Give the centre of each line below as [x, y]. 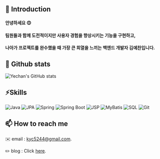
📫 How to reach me [37, 124]
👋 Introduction [28, 9]
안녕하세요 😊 [18, 23]
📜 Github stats [28, 64]
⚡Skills [16, 93]
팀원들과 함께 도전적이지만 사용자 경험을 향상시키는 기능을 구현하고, [70, 35]
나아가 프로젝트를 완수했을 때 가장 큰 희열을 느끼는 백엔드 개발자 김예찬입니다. [80, 48]
